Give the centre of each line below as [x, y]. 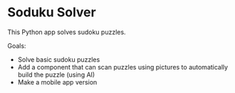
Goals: [17, 45]
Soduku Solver [52, 12]
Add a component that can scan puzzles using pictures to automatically [123, 67]
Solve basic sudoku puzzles [59, 59]
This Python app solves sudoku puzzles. [67, 32]
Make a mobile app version [57, 82]
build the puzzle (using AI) [56, 75]
